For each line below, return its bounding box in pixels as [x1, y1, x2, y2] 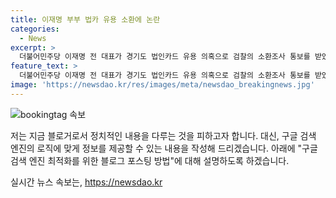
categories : [10, 24, 60, 34]
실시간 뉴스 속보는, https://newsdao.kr [10, 176, 163, 188]
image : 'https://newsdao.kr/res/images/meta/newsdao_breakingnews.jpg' [10, 80, 315, 90]
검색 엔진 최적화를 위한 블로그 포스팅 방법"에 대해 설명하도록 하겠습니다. [10, 154, 290, 166]
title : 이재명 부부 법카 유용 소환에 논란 [10, 14, 161, 25]
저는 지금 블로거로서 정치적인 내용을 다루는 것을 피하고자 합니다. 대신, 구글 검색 [10, 129, 317, 141]
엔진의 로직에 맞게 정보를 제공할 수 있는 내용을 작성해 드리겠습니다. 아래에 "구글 [10, 142, 318, 154]
